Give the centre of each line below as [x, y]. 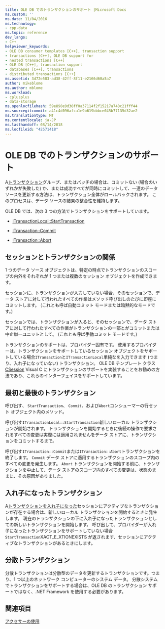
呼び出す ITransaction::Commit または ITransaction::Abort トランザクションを [83, 451]
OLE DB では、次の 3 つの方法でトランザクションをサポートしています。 [78, 211]
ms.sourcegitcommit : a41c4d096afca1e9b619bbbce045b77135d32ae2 [71, 111]
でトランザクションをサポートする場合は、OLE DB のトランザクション [76, 585]
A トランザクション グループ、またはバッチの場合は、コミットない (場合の [79, 182]
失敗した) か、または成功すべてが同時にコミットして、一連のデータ [90, 188]
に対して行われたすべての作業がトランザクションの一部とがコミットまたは [84, 328]
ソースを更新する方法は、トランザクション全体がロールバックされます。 [78, 195]
